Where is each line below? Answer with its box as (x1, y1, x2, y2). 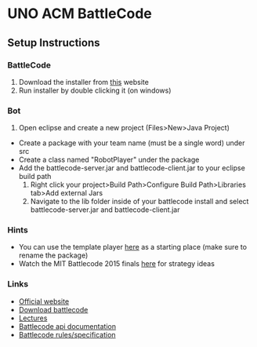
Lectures (18, 313, 48, 323)
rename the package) (18, 250, 89, 260)
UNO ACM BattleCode (7, 5, 152, 23)
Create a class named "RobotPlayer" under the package (18, 155, 200, 165)
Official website (18, 296, 70, 306)
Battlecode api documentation (18, 321, 117, 331)
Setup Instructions (7, 36, 100, 49)
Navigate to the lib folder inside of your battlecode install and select (30, 197, 249, 206)
